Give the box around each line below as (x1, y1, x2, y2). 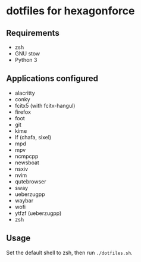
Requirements (6, 28, 59, 38)
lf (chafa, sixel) (14, 133, 52, 141)
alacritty (14, 89, 36, 96)
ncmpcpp (14, 152, 39, 160)
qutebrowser (14, 177, 46, 185)
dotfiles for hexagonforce (6, 4, 135, 18)
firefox (14, 108, 32, 116)
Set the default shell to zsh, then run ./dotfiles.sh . (6, 249, 133, 256)
